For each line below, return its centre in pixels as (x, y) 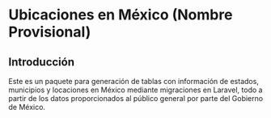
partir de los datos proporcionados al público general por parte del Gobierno (136, 98)
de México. (27, 107)
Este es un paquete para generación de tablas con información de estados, (133, 81)
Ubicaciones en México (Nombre (121, 15)
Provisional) (50, 32)
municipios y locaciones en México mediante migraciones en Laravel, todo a (135, 90)
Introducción (42, 62)
